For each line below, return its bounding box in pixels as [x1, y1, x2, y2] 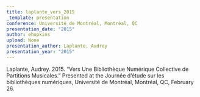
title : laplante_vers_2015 [6, 9, 75, 15]
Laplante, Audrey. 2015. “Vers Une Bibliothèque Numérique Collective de [6, 65, 189, 73]
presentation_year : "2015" [6, 49, 75, 55]
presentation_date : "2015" [6, 26, 75, 32]
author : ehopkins [6, 32, 51, 38]
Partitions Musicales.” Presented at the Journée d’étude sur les [6, 71, 165, 79]
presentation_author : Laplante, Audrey [6, 43, 108, 49]
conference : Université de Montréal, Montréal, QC [6, 20, 138, 26]
